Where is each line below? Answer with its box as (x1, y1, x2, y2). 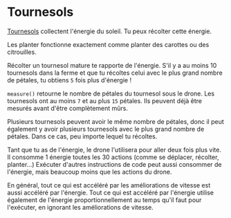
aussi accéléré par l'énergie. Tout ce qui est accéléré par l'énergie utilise (7, 188, 214, 197)
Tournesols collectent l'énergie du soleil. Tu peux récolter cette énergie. (7, 27, 212, 35)
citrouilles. (7, 48, 37, 56)
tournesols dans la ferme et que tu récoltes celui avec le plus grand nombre (7, 69, 223, 77)
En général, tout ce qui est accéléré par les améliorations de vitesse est (7, 181, 211, 189)
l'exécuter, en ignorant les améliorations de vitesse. (7, 203, 154, 211)
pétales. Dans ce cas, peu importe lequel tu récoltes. (7, 132, 158, 140)
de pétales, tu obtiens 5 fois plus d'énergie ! (7, 75, 132, 84)
